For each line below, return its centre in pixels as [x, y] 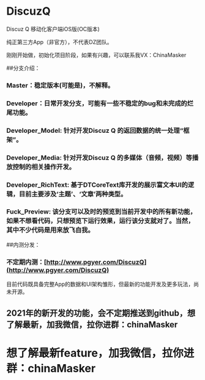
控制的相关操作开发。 [44, 166]
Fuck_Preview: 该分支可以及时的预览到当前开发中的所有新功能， [102, 212]
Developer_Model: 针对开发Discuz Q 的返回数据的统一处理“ [95, 130]
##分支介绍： [23, 68]
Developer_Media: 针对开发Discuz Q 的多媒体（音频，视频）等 [99, 157]
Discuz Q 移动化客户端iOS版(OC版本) [53, 29]
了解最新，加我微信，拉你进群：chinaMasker [92, 325]
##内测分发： [23, 244]
